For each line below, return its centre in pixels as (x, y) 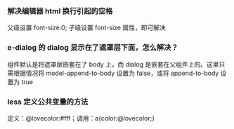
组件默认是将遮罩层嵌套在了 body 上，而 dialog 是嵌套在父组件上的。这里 (113, 64)
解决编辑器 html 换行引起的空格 (60, 11)
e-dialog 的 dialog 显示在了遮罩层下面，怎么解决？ (93, 48)
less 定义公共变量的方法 (48, 102)
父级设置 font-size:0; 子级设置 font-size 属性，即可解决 (87, 28)
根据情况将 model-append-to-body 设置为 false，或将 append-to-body (116, 73)
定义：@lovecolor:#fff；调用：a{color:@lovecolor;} (81, 118)
